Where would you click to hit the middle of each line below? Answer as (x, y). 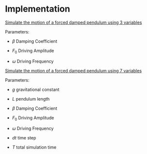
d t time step (24, 137)
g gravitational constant (36, 89)
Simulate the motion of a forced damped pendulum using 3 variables (73, 22)
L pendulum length (31, 99)
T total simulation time (34, 147)
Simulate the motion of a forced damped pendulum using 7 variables (73, 70)
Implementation (38, 9)
